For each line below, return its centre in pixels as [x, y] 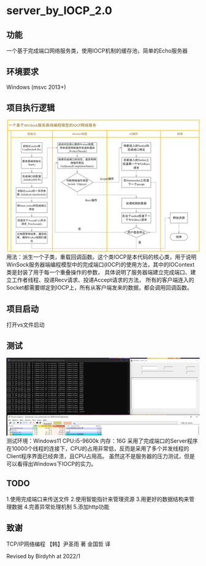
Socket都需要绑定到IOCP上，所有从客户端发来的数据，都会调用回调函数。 [100, 288]
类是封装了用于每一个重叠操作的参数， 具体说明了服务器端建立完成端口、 [98, 272]
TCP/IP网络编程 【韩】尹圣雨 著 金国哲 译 [59, 544]
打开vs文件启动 [25, 324]
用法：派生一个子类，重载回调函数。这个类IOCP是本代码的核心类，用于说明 [101, 257]
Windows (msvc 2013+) [36, 87]
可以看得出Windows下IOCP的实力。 [51, 464]
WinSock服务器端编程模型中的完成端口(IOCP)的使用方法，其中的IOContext [101, 265]
